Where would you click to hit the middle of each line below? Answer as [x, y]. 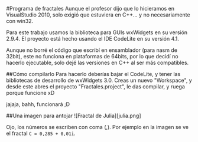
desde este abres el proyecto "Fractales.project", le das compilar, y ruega [95, 87]
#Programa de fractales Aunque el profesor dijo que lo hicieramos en [90, 9]
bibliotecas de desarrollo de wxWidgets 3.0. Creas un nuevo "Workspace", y [99, 80]
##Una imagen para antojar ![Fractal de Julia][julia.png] [74, 115]
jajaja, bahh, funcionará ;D [38, 104]
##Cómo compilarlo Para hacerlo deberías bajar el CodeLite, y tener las [93, 74]
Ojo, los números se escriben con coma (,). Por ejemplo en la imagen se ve [98, 127]
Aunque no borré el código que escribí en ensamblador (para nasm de [92, 50]
